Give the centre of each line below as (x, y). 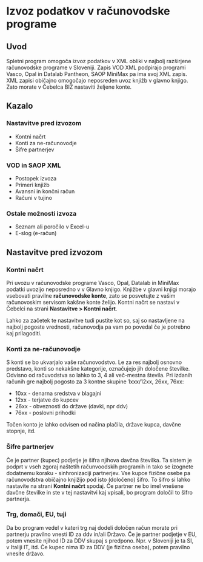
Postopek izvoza (36, 178)
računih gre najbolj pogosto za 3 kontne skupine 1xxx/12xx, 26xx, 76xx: (95, 382)
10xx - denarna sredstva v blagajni (58, 394)
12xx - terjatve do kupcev (47, 400)
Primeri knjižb (32, 185)
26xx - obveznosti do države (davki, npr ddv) (72, 406)
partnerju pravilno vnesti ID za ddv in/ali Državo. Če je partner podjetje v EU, (101, 534)
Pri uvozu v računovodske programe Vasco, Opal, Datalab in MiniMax (93, 283)
